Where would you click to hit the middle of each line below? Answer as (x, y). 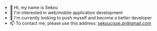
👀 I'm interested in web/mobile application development (66, 13)
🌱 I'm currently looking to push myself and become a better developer (81, 18)
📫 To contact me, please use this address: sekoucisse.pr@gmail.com (80, 23)
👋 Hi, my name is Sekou (34, 8)
